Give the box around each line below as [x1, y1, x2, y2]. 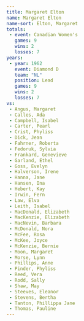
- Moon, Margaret [9, 249, 53, 255]
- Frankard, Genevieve [9, 152, 67, 158]
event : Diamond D [14, 66, 59, 72]
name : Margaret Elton [6, 15, 62, 21]
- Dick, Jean [9, 134, 43, 141]
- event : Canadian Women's [9, 32, 78, 38]
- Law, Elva [9, 197, 40, 203]
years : [6, 55, 23, 61]
